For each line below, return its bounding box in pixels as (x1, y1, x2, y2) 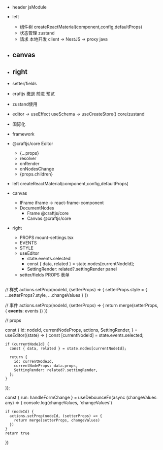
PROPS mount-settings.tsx (19, 235, 74, 241)
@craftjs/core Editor (12, 140, 53, 147)
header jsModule (12, 4, 47, 10)
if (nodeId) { (5, 409, 34, 415)
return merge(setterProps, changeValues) (14, 418, 100, 423)
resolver (19, 155, 37, 162)
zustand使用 (12, 101, 38, 107)
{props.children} (19, 171, 53, 177)
